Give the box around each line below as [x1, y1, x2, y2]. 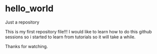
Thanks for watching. [5, 43, 48, 49]
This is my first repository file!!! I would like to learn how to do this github [5, 28, 152, 34]
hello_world [5, 3, 54, 14]
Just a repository [5, 19, 40, 25]
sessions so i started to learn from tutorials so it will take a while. [5, 34, 136, 40]
